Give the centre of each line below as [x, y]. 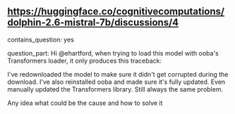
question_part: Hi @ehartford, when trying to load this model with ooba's [113, 53]
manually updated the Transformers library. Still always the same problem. [115, 89]
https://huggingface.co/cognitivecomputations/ [116, 12]
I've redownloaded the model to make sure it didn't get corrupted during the [118, 74]
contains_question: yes [41, 39]
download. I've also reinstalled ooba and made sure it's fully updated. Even [116, 82]
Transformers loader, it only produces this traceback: [85, 61]
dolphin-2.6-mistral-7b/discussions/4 [93, 23]
